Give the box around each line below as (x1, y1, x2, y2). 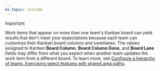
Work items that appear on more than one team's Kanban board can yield (5, 29, 153, 35)
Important (5, 20, 25, 26)
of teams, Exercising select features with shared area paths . (5, 60, 126, 66)
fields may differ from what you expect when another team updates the (5, 50, 148, 56)
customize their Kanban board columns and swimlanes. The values (5, 40, 140, 46)
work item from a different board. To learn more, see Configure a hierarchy (5, 55, 155, 61)
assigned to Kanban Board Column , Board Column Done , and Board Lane (5, 45, 155, 51)
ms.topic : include (5, 7, 42, 12)
